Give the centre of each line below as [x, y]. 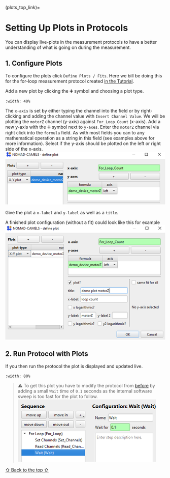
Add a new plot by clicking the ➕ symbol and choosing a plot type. [75, 91]
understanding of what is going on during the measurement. [68, 47]
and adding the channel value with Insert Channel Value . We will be [94, 116]
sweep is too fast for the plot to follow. [58, 396]
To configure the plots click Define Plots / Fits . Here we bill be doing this [84, 75]
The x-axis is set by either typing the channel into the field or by [73, 110]
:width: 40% [18, 101]
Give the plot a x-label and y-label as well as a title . [62, 213]
